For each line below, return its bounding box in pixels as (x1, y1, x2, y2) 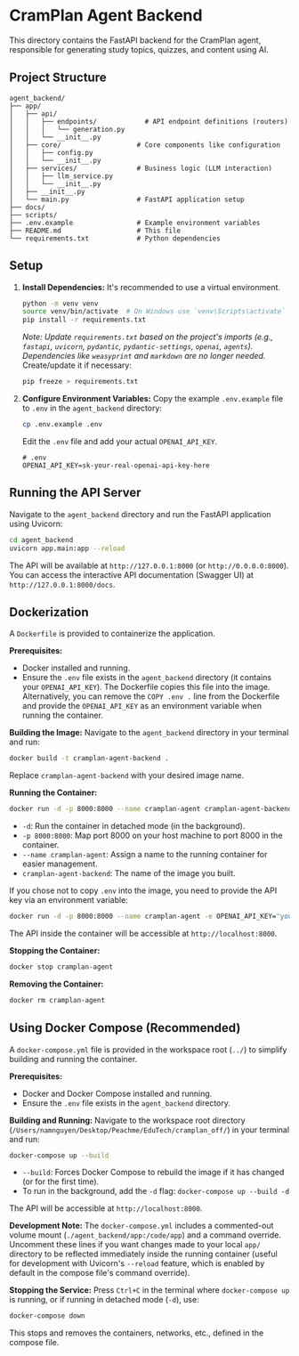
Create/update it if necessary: (21, 360, 132, 370)
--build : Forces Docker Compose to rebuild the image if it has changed (21, 1167, 285, 1178)
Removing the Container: (9, 978, 104, 989)
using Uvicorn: (9, 518, 63, 529)
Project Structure (9, 70, 107, 85)
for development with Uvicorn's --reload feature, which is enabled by (9, 1258, 265, 1269)
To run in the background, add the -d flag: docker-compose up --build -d (21, 1186, 290, 1197)
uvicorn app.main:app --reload (9, 544, 125, 553)
